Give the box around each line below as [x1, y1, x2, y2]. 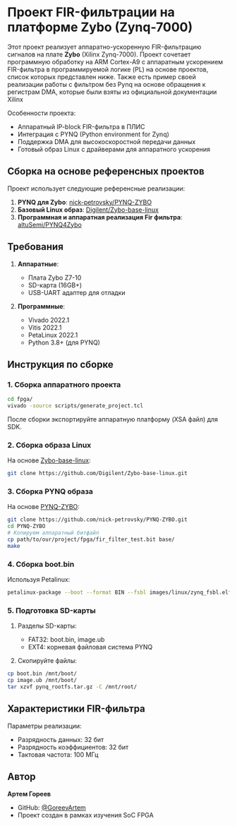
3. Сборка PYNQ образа [7, 486, 93, 496]
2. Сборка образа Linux [7, 440, 92, 450]
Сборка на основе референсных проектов [7, 165, 205, 177]
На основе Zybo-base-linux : [7, 456, 91, 465]
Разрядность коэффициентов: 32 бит [17, 743, 129, 751]
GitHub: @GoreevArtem [17, 803, 86, 812]
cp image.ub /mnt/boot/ [7, 677, 78, 684]
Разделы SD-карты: [17, 622, 77, 630]
